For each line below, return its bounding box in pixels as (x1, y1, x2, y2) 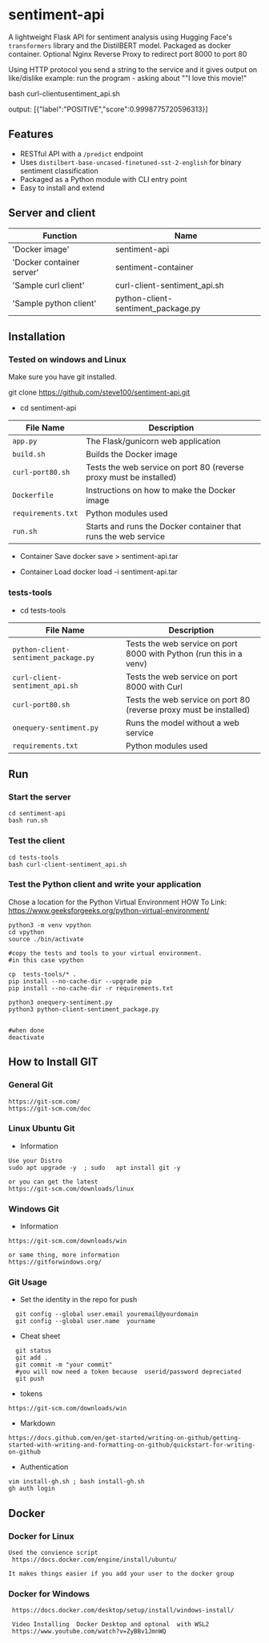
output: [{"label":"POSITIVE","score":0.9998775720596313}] (8, 104, 208, 114)
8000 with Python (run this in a (125, 648, 243, 659)
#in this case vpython (8, 956, 84, 964)
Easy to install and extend (19, 183, 106, 192)
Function (42, 230, 78, 241)
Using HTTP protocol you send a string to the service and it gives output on (8, 64, 258, 74)
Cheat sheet (19, 1331, 61, 1341)
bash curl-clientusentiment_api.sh (8, 88, 120, 98)
